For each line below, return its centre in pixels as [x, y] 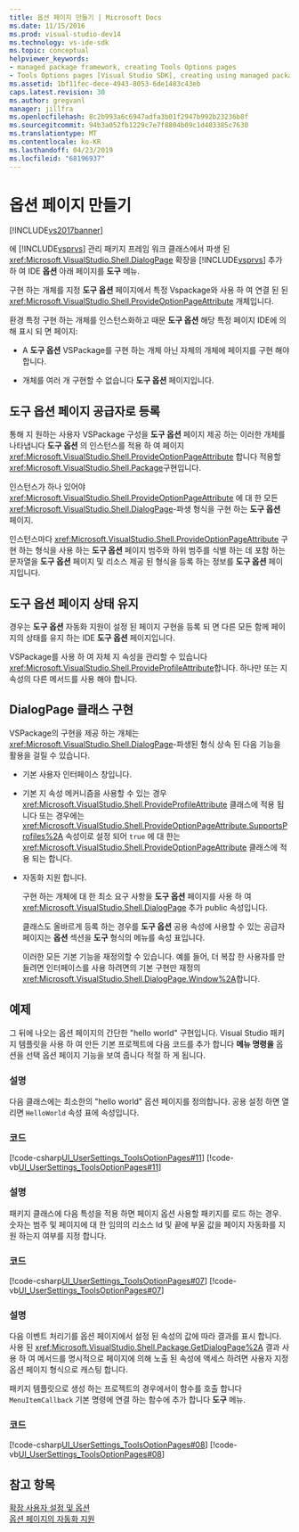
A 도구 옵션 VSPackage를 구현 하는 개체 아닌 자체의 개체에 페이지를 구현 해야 [156, 350]
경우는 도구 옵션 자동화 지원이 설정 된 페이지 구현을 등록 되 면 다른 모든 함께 [139, 627]
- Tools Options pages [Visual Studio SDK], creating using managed [139, 76]
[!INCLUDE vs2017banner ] [57, 231]
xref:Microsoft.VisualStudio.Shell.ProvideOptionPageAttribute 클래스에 [150, 847]
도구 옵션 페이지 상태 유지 [74, 603]
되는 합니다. [52, 858]
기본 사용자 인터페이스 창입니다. [77, 774]
